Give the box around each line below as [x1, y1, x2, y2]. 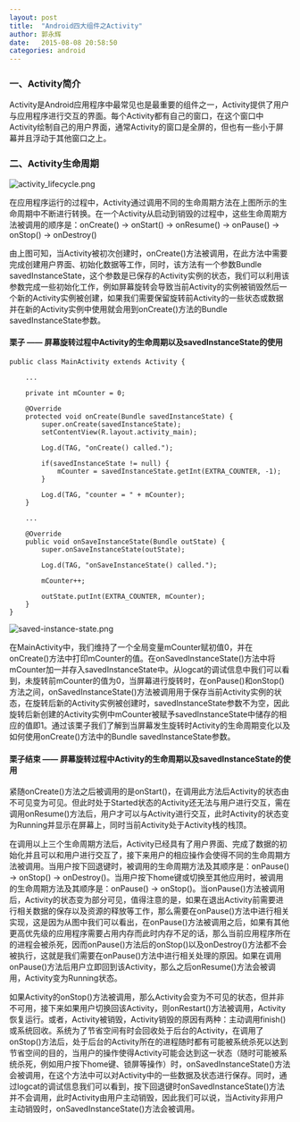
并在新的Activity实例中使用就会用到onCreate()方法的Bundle [9, 303, 228, 314]
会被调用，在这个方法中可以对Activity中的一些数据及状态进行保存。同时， [9, 1070, 279, 1081]
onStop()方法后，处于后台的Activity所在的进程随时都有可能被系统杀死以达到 [9, 1036, 288, 1047]
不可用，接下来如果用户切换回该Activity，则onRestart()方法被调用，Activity [9, 1003, 287, 1014]
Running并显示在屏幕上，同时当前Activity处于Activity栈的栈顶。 [16, 820, 252, 831]
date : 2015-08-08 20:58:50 [9, 38, 118, 47]
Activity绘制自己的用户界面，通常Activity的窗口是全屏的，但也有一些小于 [9, 122, 277, 132]
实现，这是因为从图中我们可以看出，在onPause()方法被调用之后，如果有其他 [9, 917, 290, 928]
